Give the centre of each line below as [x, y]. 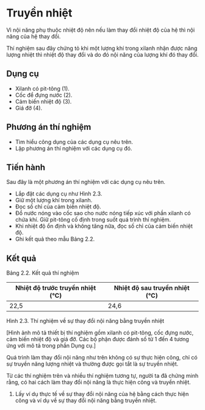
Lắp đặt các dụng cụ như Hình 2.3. [59, 194]
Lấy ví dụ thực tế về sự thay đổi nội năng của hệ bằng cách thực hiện [102, 394]
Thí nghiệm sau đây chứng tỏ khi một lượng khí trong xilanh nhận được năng [102, 48]
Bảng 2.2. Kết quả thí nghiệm [43, 273]
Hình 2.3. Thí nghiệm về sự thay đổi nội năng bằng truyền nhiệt [85, 321]
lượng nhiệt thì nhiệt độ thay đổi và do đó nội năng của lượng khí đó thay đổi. [103, 54]
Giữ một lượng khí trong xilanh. [54, 200]
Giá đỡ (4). [29, 108]
